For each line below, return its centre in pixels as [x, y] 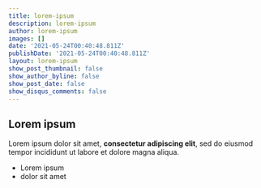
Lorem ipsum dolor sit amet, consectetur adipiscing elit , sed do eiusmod [131, 143]
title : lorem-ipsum [41, 16]
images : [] [27, 38]
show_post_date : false [47, 83]
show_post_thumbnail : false [56, 69]
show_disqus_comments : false [58, 91]
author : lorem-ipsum [43, 31]
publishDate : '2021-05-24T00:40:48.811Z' [79, 53]
